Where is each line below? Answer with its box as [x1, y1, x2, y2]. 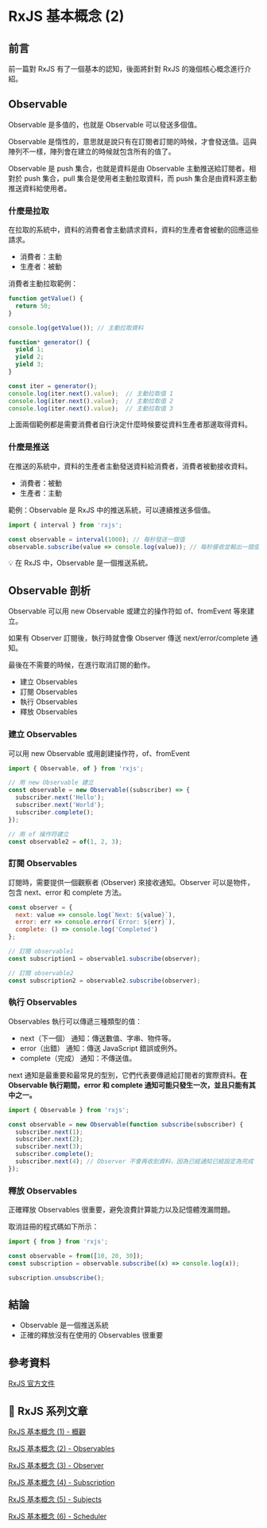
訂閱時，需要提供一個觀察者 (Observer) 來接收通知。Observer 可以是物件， [8, 877, 254, 887]
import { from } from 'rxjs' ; [8, 1238, 109, 1246]
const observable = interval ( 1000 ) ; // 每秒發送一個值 [8, 535, 185, 543]
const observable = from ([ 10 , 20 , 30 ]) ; [8, 1252, 145, 1260]
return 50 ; [15, 302, 52, 310]
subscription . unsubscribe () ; [8, 1274, 105, 1282]
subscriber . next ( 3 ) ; [15, 1142, 83, 1151]
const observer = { [8, 903, 73, 911]
